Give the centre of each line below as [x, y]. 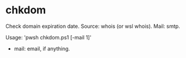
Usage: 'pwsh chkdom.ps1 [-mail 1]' [48, 37]
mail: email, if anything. [42, 48]
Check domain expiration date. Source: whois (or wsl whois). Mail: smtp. [93, 26]
